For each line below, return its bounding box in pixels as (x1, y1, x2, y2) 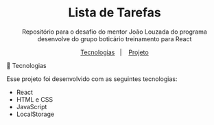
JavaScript (16, 102, 47, 111)
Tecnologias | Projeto (80, 48, 149, 56)
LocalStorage (16, 110, 55, 118)
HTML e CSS (16, 95, 53, 104)
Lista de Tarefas (67, 5, 162, 21)
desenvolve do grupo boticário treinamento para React (37, 34, 192, 43)
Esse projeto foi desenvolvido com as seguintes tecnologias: (6, 74, 178, 83)
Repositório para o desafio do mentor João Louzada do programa (22, 27, 207, 36)
